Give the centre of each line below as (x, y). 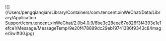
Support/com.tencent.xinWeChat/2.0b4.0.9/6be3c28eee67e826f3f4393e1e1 (83, 23)
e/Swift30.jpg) (20, 33)
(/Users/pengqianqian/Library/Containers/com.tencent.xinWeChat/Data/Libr (83, 12)
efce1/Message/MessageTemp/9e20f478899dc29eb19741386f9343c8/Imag (83, 28)
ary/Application (21, 18)
